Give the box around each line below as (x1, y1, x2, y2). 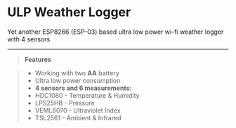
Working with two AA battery (34, 68, 119, 77)
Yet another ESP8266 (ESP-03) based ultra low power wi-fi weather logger (7, 27, 224, 36)
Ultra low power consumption (34, 76, 121, 84)
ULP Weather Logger (7, 4, 131, 20)
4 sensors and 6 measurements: (34, 84, 132, 92)
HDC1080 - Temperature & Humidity (34, 91, 140, 99)
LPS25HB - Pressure (34, 98, 95, 107)
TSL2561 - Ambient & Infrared (34, 113, 122, 122)
